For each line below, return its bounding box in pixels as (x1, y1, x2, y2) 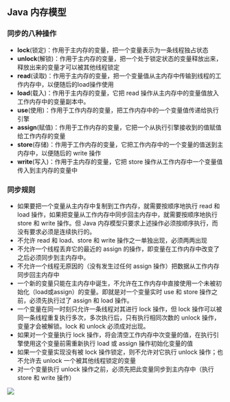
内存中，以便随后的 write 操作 (16, 148, 102, 157)
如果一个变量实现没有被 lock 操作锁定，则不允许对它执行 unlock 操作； (16, 348, 218, 356)
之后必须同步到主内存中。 (16, 253, 90, 261)
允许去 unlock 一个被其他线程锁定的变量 (23, 356, 136, 364)
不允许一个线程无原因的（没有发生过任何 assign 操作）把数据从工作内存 (16, 262, 220, 270)
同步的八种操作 (7, 29, 57, 38)
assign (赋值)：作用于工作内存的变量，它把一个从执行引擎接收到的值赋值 (16, 123, 222, 131)
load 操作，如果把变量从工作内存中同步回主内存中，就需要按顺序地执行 (16, 210, 218, 219)
